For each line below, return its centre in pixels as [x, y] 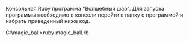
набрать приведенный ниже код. [48, 21]
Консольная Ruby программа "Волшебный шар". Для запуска [85, 9]
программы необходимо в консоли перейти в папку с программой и [94, 15]
